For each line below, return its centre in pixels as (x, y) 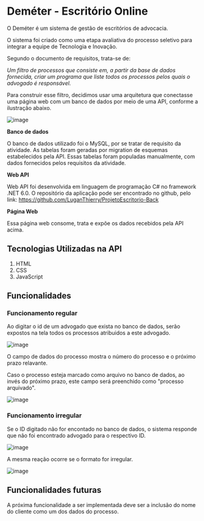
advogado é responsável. (39, 83)
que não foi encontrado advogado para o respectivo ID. (76, 435)
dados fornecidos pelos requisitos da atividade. (67, 162)
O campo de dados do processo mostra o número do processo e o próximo (101, 357)
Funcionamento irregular (44, 415)
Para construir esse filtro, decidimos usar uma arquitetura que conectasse (100, 95)
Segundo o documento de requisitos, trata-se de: (69, 58)
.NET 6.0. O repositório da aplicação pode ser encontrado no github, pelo (99, 193)
